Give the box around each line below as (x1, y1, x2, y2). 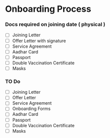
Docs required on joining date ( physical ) (5, 21, 106, 28)
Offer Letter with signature (12, 38, 66, 44)
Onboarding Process (5, 3, 91, 15)
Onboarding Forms (12, 106, 51, 111)
